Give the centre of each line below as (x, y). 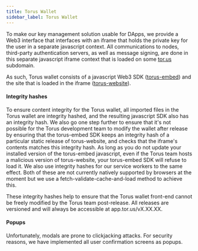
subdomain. (21, 65)
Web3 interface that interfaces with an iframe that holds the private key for (97, 40)
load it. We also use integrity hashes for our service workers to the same (95, 166)
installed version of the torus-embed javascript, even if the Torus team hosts (99, 154)
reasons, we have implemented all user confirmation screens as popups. (95, 242)
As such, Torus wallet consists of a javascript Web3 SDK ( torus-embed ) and (99, 77)
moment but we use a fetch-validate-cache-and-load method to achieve (94, 178)
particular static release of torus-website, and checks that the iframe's (92, 141)
